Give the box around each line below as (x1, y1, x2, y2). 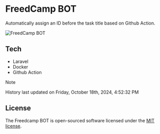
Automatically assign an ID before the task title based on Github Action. (5, 20, 155, 26)
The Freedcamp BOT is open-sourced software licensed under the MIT (5, 117, 155, 123)
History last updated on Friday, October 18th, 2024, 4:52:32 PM (5, 89, 139, 95)
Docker (12, 63, 29, 70)
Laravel (12, 58, 29, 64)
